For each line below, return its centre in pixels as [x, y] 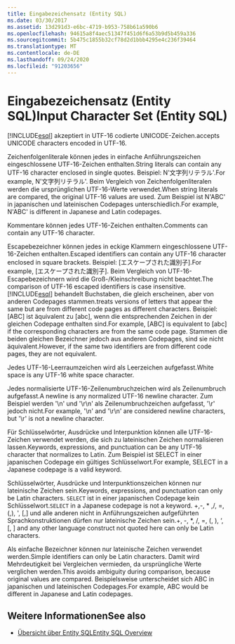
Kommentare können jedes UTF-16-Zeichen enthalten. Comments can [108, 225]
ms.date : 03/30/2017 [38, 20]
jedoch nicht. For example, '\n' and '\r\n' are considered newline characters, [116, 411]
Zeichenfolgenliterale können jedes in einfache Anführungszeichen [104, 156]
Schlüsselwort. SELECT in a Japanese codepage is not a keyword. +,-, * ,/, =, [116, 505]
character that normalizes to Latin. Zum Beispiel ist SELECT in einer [105, 454]
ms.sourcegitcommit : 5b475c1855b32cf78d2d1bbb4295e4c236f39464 [102, 40]
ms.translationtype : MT [42, 46]
